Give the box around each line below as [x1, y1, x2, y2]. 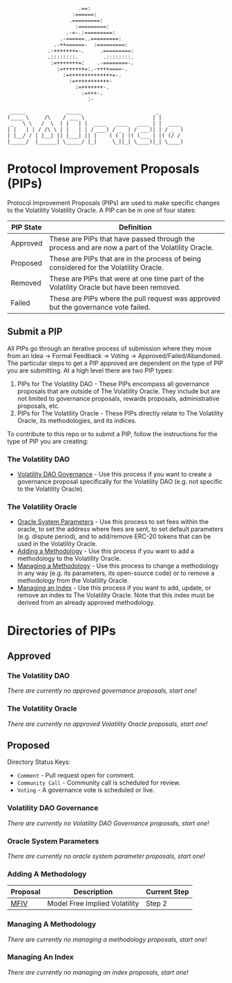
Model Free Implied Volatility [47, 899, 139, 908]
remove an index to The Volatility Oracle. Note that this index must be [17, 591, 215, 599]
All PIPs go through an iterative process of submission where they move [7, 344, 212, 353]
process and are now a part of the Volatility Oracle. [49, 243, 214, 252]
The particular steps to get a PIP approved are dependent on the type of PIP [7, 359, 224, 367]
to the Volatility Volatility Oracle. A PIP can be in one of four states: [7, 206, 197, 214]
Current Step [146, 887, 190, 897]
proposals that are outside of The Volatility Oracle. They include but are [17, 386, 221, 395]
